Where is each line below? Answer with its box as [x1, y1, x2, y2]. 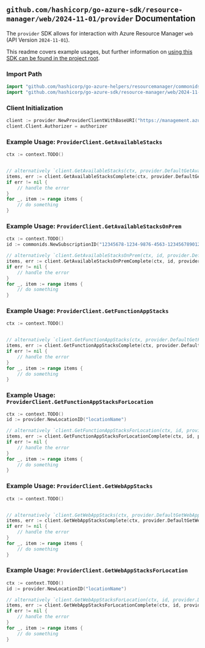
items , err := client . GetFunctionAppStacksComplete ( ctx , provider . [6, 342, 182, 349]
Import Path [6, 70, 42, 78]
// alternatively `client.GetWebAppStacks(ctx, [6, 512, 130, 518]
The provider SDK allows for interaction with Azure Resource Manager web [6, 29, 193, 37]
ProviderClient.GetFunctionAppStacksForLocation [6, 398, 154, 406]
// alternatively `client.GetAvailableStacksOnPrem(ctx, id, [6, 253, 165, 259]
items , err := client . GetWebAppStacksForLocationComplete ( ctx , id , [6, 602, 182, 608]
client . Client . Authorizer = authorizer [6, 123, 108, 129]
